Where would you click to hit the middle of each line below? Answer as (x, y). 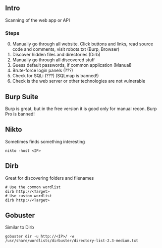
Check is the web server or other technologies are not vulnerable (79, 81)
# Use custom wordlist (28, 196)
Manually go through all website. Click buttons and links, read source (83, 44)
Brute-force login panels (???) (43, 70)
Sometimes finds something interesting (45, 141)
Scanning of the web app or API (38, 20)
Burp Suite (22, 97)
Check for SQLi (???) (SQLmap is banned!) (55, 76)
